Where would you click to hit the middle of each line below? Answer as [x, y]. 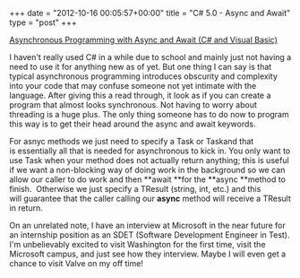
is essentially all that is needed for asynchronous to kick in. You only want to [150, 151]
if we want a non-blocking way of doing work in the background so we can [147, 170]
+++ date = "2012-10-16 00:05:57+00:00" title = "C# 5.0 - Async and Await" [150, 13]
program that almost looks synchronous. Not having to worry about [133, 105]
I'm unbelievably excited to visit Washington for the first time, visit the [137, 244]
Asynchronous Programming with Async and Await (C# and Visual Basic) [143, 40]
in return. [26, 208]
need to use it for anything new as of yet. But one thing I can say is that [141, 67]
